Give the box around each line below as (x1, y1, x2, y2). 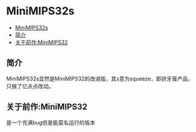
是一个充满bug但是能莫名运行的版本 (6, 119, 95, 126)
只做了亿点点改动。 (6, 82, 54, 89)
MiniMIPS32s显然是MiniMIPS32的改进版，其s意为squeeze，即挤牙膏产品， (6, 75, 194, 82)
